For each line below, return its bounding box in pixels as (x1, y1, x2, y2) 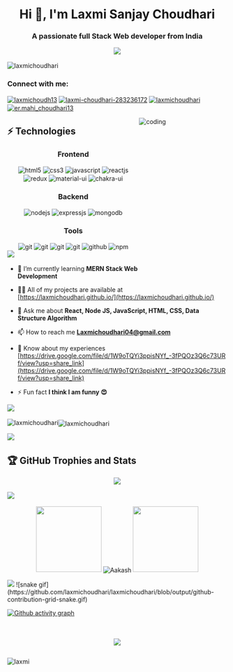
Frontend (57, 150, 89, 160)
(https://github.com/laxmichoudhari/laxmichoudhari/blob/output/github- (7, 588, 214, 596)
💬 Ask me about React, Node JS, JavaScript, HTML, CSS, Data (17, 307, 200, 315)
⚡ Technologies (7, 125, 76, 137)
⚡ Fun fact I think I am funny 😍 (17, 388, 107, 396)
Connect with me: (7, 79, 69, 89)
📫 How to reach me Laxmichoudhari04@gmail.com (17, 328, 171, 337)
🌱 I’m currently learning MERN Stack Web (17, 265, 138, 273)
